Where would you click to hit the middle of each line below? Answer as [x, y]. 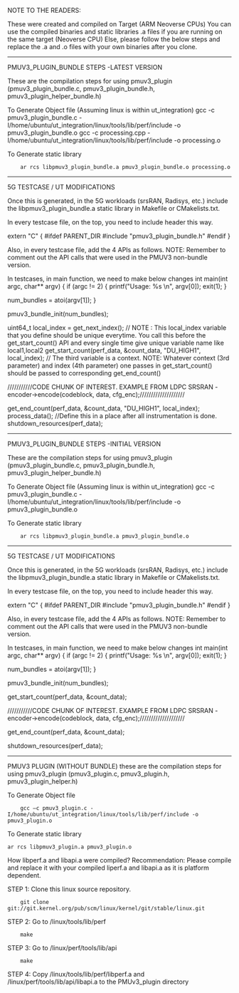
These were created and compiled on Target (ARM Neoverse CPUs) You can [119, 24]
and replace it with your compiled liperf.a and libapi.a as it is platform [108, 868]
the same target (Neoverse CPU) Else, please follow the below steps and [114, 39]
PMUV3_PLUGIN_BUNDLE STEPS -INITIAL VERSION [84, 444]
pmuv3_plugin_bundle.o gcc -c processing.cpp [76, 132]
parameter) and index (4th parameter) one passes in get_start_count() [110, 365]
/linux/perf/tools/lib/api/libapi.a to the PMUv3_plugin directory [98, 982]
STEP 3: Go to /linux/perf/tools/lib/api [62, 948]
